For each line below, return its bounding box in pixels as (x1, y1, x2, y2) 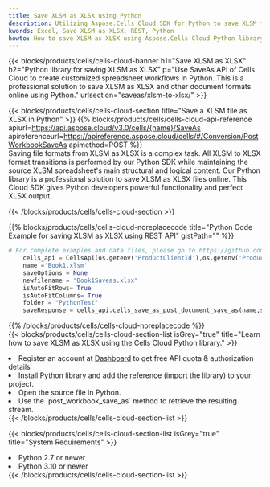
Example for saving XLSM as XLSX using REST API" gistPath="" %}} (8, 231, 235, 241)
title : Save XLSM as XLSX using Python (8, 11, 142, 20)
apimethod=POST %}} (68, 140, 143, 149)
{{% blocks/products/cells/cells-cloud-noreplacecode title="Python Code (8, 223, 253, 232)
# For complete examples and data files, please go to (8, 247, 196, 255)
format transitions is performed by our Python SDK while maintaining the (8, 158, 249, 167)
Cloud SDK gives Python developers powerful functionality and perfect (8, 182, 243, 193)
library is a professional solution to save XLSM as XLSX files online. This (8, 174, 247, 184)
